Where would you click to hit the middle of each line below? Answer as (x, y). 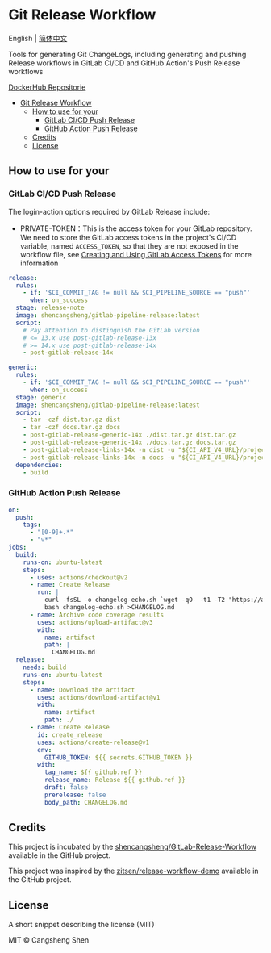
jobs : (17, 548)
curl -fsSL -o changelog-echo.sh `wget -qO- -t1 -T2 (135, 600)
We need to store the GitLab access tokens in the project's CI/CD (128, 237)
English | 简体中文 (38, 38)
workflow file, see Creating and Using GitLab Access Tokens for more (136, 254)
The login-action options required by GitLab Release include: (109, 211)
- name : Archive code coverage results (96, 615)
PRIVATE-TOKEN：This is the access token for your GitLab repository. (136, 228)
